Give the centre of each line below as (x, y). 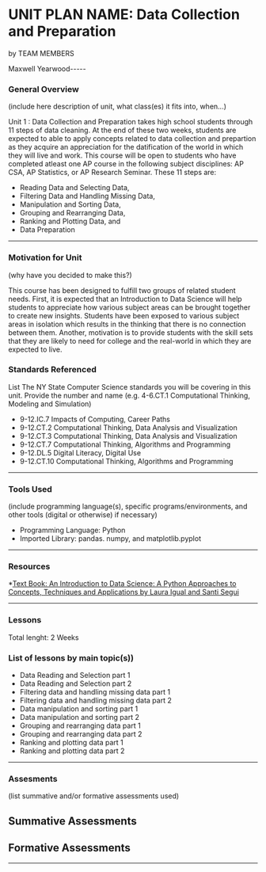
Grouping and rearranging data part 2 (81, 734)
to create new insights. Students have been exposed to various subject (124, 315)
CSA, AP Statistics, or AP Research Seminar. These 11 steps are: (112, 173)
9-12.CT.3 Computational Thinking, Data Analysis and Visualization (128, 436)
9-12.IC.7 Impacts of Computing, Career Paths (95, 419)
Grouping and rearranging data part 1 (80, 725)
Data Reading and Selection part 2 (76, 684)
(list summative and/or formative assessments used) (94, 796)
